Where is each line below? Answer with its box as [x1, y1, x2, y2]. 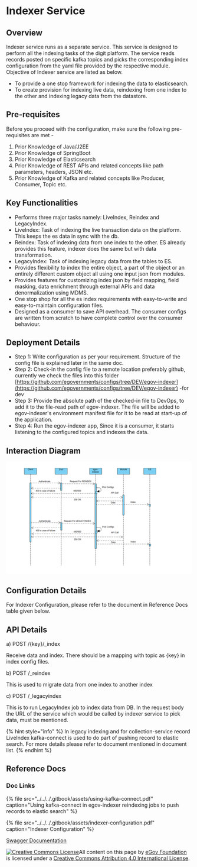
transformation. [14, 251, 52, 258]
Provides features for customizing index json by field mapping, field [14, 276, 179, 283]
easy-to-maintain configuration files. [14, 302, 104, 309]
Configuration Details [6, 585, 87, 596]
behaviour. [14, 321, 41, 328]
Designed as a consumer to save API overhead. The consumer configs [14, 308, 187, 315]
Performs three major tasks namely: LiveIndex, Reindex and [14, 213, 160, 221]
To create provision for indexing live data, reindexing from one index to [14, 86, 187, 93]
